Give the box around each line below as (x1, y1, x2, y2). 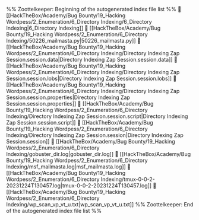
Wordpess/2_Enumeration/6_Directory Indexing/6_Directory (6, 18, 153, 25)
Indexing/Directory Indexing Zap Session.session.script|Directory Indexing (6, 113, 188, 120)
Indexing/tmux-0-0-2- (100, 176, 156, 183)
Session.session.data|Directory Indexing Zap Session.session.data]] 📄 (6, 56, 178, 63)
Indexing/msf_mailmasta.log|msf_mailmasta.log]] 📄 (6, 163, 131, 170)
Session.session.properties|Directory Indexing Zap (6, 94, 131, 101)
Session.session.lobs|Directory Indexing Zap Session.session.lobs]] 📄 (6, 75, 177, 82)
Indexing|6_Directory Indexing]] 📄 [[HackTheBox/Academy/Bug (6, 24, 161, 31)
